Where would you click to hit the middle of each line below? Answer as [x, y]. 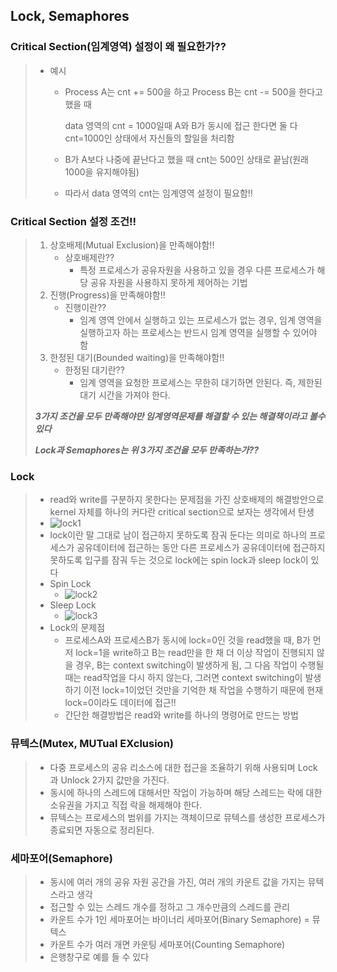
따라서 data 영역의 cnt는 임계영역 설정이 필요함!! [158, 193]
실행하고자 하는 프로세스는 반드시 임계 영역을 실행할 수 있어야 [198, 332]
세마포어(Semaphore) [61, 858]
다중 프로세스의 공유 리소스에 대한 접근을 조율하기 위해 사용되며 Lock [183, 767]
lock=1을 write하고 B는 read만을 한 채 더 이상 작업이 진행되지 [195, 653]
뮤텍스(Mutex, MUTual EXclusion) [92, 744]
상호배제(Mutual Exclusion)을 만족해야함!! [132, 245]
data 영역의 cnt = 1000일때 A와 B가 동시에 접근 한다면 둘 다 [181, 125]
